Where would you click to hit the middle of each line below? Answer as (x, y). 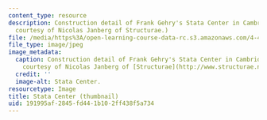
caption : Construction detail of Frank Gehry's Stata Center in (124, 60)
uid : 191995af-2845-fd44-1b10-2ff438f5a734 (81, 103)
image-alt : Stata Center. (58, 81)
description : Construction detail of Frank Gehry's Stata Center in (124, 23)
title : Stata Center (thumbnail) (64, 96)
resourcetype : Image (43, 89)
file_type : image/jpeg (46, 45)
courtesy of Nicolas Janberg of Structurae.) (92, 30)
